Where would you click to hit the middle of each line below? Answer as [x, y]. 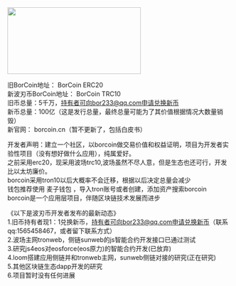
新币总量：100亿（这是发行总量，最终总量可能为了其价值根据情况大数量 [112, 112]
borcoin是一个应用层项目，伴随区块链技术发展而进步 [84, 198]
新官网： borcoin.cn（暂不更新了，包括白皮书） [77, 129]
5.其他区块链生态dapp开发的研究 [55, 266]
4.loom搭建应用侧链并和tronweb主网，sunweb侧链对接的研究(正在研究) [112, 258]
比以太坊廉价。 [29, 171]
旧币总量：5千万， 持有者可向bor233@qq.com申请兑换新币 [93, 103]
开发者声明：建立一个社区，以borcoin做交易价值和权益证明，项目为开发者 [115, 144]
